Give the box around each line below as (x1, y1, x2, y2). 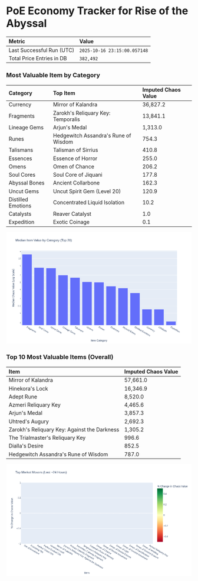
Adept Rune (8, 393, 38, 400)
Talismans (8, 147, 34, 154)
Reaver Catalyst (52, 210, 91, 218)
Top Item (52, 89, 75, 96)
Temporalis (52, 115, 81, 122)
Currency (8, 101, 32, 108)
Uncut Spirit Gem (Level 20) (52, 187, 121, 194)
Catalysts (8, 210, 32, 218)
